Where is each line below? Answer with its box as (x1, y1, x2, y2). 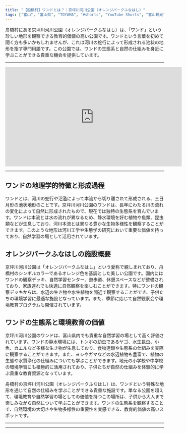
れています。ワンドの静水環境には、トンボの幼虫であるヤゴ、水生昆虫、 (5, 339, 155, 345)
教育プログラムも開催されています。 (9, 302, 84, 308)
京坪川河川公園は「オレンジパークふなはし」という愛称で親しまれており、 (5, 264, 159, 270)
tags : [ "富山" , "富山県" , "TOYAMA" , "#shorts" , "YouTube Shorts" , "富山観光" (5, 12, 166, 17)
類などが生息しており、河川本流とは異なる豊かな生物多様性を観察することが (5, 221, 164, 227)
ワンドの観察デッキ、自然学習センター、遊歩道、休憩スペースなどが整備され (5, 277, 164, 283)
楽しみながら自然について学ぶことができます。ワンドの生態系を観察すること (5, 400, 164, 406)
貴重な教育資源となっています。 (9, 370, 76, 376)
